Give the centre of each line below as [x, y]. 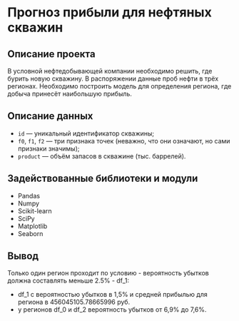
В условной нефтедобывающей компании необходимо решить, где [110, 71]
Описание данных [50, 116]
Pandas [29, 195]
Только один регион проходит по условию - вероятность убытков [108, 273]
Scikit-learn [35, 210]
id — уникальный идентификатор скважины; [86, 133]
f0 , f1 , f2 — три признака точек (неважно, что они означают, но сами [124, 141]
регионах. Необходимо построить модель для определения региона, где [119, 86]
